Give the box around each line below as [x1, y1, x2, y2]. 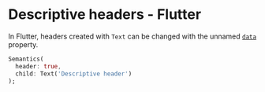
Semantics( [8, 55, 44, 63]
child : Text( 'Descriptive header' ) [15, 69, 132, 78]
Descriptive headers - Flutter [8, 6, 202, 24]
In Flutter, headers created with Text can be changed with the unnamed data [8, 31, 257, 41]
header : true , [15, 62, 62, 70]
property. [8, 39, 39, 49]
